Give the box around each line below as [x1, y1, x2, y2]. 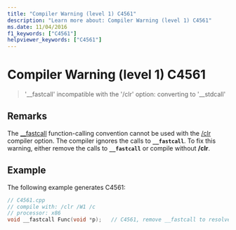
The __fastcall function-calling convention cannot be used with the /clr [7, 129, 211, 137]
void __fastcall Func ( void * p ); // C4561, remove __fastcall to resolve [7, 216, 231, 224]
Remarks [7, 110, 48, 122]
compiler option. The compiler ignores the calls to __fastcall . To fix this [7, 136, 216, 145]
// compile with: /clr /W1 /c [7, 203, 96, 210]
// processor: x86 [7, 210, 61, 217]
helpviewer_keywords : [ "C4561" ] [7, 37, 102, 44]
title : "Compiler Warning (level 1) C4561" [7, 10, 137, 18]
